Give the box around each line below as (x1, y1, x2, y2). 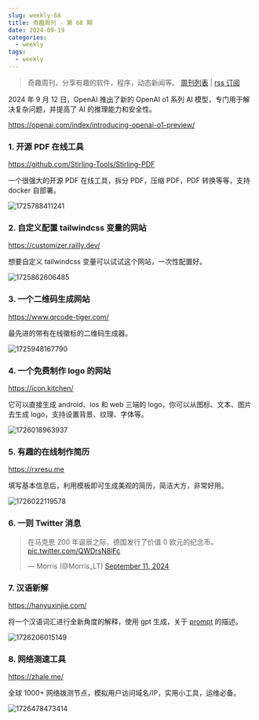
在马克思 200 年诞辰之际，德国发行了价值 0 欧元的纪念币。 (27, 537, 218, 546)
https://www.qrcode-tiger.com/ (8, 312, 109, 321)
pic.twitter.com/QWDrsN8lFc (27, 546, 121, 555)
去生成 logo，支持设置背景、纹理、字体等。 (8, 410, 148, 419)
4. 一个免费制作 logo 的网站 (8, 365, 111, 376)
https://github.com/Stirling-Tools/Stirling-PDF (8, 160, 155, 169)
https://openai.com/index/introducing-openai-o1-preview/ (8, 119, 195, 130)
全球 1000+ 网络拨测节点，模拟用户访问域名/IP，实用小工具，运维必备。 (8, 689, 241, 698)
